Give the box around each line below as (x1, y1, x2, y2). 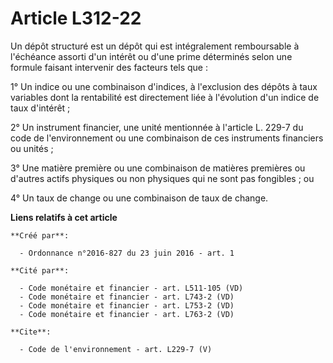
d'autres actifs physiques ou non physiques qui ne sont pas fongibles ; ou (10, 172, 315, 184)
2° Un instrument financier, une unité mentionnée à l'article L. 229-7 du (10, 121, 304, 133)
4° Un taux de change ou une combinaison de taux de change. (10, 192, 269, 204)
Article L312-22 (10, 7, 142, 30)
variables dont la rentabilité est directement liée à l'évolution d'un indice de (10, 91, 320, 103)
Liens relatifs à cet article (10, 211, 118, 223)
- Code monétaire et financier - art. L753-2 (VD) (19, 300, 235, 311)
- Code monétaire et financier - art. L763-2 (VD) (19, 309, 235, 319)
